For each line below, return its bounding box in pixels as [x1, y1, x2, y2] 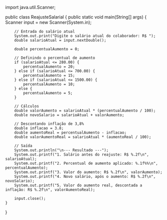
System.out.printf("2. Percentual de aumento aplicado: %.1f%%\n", [14, 161, 158, 166]
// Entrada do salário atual [14, 29, 75, 34]
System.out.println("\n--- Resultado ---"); [14, 148, 109, 153]
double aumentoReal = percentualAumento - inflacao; [14, 130, 127, 135]
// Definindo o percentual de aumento [14, 55, 95, 60]
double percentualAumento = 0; [14, 47, 80, 52]
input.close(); [14, 196, 46, 201]
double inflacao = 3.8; [14, 126, 64, 131]
